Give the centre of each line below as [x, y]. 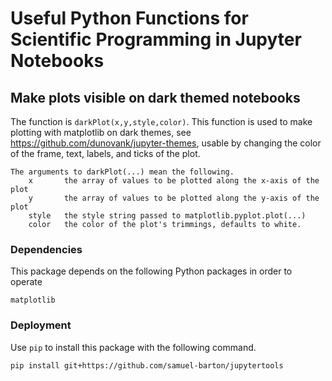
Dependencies [46, 249]
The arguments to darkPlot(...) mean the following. [122, 172]
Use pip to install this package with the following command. [133, 347]
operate [26, 282]
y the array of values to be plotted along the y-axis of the [174, 198]
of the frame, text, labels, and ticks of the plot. [105, 153]
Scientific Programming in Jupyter [156, 39]
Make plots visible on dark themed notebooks [155, 97]
